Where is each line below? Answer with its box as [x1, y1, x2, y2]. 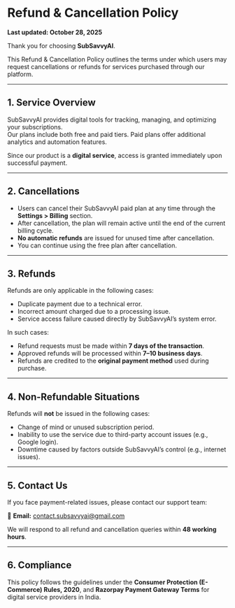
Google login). [17, 438, 59, 447]
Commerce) [7, 585, 43, 593]
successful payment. [7, 159, 68, 167]
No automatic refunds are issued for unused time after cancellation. [17, 233, 215, 242]
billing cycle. [17, 226, 54, 235]
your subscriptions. [7, 122, 63, 131]
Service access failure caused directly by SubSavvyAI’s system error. [17, 314, 217, 323]
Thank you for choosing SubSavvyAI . [7, 41, 115, 50]
